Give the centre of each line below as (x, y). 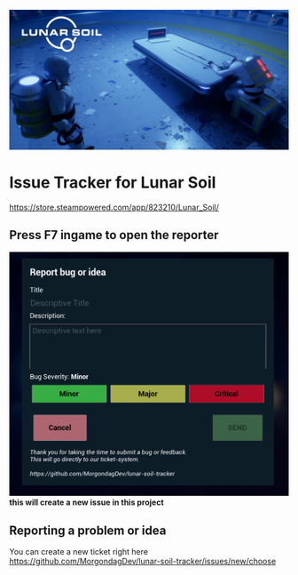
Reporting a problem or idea (88, 530)
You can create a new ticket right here (79, 552)
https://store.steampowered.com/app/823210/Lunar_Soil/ (114, 207)
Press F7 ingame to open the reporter (114, 235)
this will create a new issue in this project (86, 502)
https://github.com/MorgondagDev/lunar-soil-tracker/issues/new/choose (143, 562)
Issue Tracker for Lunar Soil (113, 183)
